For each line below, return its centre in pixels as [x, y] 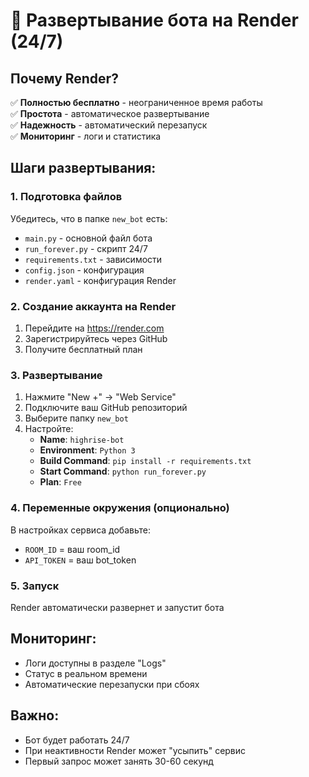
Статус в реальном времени [86, 673]
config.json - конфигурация [84, 270]
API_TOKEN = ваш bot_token [80, 560]
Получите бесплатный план [83, 349]
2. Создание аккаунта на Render [93, 306]
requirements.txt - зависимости [93, 259]
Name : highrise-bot [82, 440]
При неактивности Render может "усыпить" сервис [135, 750]
